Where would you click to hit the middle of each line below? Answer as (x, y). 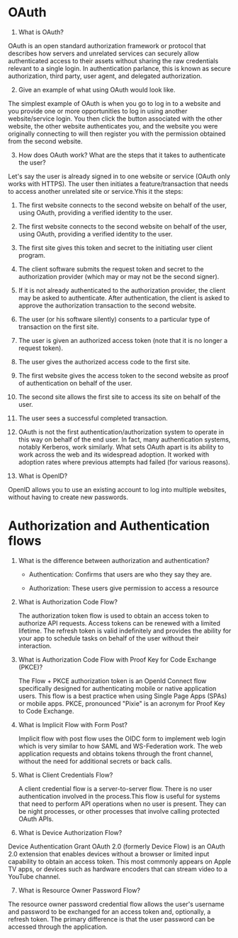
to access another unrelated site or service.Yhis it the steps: (96, 191)
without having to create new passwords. (68, 497)
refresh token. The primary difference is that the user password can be (112, 919)
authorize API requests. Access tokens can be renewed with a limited (119, 623)
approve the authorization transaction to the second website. (107, 305)
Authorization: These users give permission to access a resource (124, 588)
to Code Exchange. (46, 711)
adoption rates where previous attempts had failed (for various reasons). (124, 462)
